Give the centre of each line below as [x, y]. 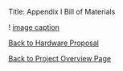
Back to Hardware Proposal [53, 43]
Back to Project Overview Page [59, 58]
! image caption [34, 27]
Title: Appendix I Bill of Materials [62, 12]
